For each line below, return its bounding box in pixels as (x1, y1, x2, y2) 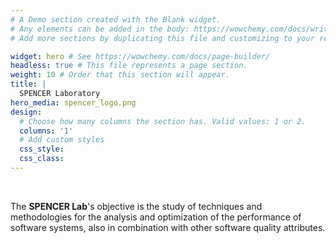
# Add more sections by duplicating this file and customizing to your (10, 33, 315, 43)
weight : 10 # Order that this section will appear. (10, 70, 230, 80)
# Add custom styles (19, 135, 105, 145)
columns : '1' (19, 126, 74, 136)
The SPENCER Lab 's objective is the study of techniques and (10, 200, 263, 212)
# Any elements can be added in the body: (10, 24, 190, 34)
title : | (10, 79, 47, 90)
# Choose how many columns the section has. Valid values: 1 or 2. (19, 116, 307, 126)
